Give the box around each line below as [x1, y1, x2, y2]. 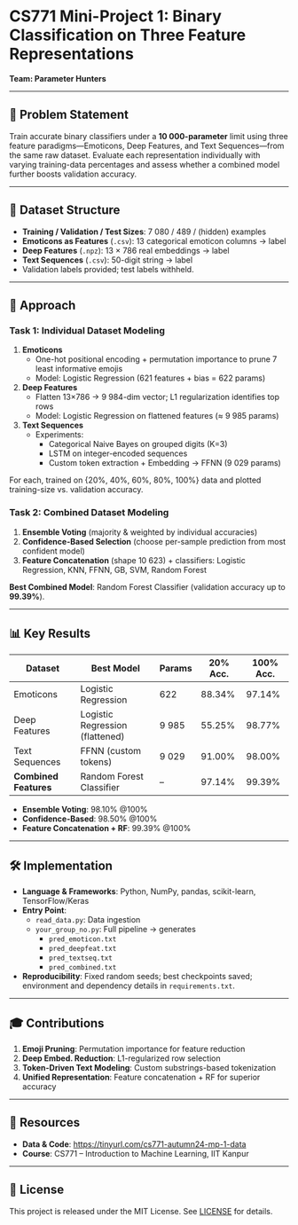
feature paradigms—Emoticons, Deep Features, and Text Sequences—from [9, 140, 285, 151]
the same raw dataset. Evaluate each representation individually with [9, 149, 261, 161]
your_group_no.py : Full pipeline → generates [35, 924, 197, 935]
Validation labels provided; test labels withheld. [21, 263, 194, 274]
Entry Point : [21, 905, 67, 915]
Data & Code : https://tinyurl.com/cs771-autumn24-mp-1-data [21, 1138, 247, 1150]
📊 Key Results [9, 625, 91, 640]
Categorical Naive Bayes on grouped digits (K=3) [48, 439, 228, 450]
